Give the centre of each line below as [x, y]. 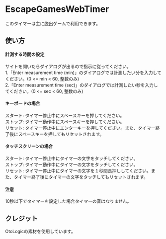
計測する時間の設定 [25, 54]
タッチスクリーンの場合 [29, 146]
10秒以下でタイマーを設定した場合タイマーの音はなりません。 [68, 201]
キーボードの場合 [23, 103]
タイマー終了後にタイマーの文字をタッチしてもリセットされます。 [81, 177]
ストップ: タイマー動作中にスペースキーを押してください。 [65, 121]
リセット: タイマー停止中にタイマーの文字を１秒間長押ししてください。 [78, 170]
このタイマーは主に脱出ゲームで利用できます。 [53, 23]
